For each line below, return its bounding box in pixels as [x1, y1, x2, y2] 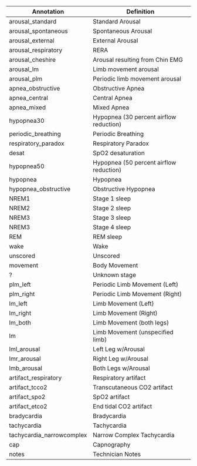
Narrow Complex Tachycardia [93, 431, 175, 439]
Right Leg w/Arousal [93, 355, 148, 363]
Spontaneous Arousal [93, 27, 152, 35]
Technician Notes [93, 450, 141, 458]
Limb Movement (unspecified [93, 328, 174, 336]
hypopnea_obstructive [9, 185, 71, 193]
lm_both [9, 319, 31, 327]
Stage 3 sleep [93, 214, 131, 222]
